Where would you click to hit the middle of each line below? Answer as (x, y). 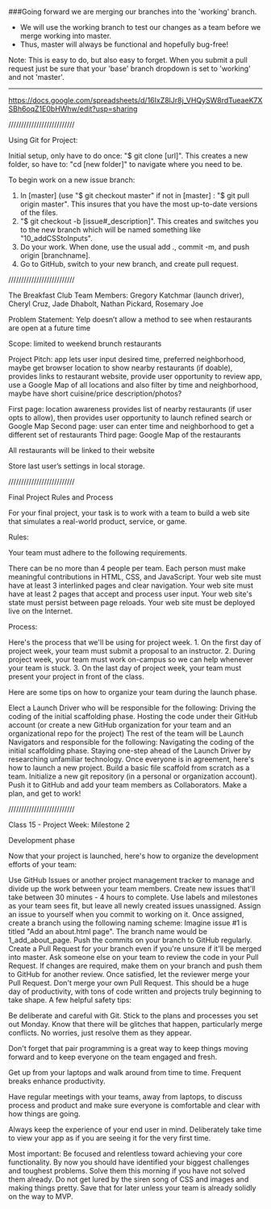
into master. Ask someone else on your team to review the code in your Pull (133, 957)
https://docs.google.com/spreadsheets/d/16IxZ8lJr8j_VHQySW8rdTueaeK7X (135, 100)
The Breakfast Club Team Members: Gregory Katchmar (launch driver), (126, 295)
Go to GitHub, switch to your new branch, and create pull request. (129, 264)
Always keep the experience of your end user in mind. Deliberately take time (135, 1129)
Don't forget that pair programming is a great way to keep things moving (128, 1048)
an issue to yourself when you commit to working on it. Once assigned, (126, 914)
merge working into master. (65, 36)
